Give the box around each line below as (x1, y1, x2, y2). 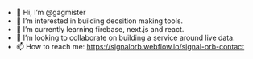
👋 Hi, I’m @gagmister (15, 8, 86, 17)
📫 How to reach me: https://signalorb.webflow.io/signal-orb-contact (15, 42, 245, 51)
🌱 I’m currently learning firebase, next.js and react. (15, 25, 185, 33)
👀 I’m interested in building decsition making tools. (15, 16, 184, 26)
